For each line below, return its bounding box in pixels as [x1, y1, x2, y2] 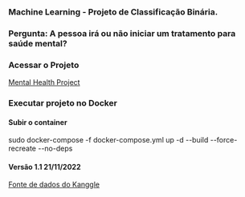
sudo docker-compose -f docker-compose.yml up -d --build [8, 135, 209, 145]
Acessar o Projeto [8, 59, 80, 70]
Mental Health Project [8, 78, 80, 87]
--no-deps [37, 143, 73, 154]
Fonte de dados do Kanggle [8, 179, 100, 190]
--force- [210, 135, 238, 145]
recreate [8, 143, 37, 154]
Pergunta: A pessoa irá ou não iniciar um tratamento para [8, 27, 236, 38]
